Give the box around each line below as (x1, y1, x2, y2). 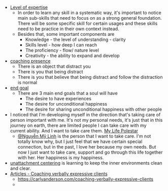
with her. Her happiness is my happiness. (17, 155, 104, 161)
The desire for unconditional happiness (25, 101, 108, 107)
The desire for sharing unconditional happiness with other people (25, 106, 162, 112)
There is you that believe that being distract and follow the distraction (17, 74, 163, 80)
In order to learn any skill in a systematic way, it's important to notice (17, 10, 161, 16)
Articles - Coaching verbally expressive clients (10, 171, 108, 176)
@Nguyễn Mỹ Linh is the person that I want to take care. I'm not (17, 133, 151, 139)
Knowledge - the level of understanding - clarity (25, 36, 126, 42)
